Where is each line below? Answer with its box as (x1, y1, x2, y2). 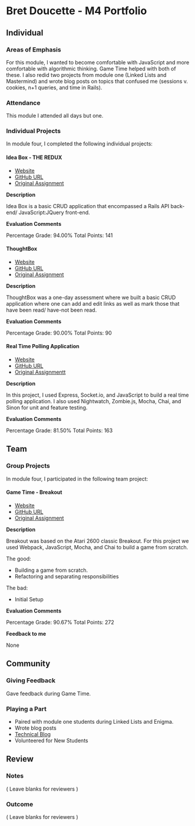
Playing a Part (6, 705, 47, 713)
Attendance (6, 99, 41, 107)
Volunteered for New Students (14, 737, 88, 744)
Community (6, 659, 51, 669)
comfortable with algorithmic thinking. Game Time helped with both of (6, 65, 176, 72)
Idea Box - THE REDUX (6, 154, 62, 161)
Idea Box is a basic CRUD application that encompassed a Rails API (6, 202, 170, 209)
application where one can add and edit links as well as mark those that (6, 300, 180, 307)
